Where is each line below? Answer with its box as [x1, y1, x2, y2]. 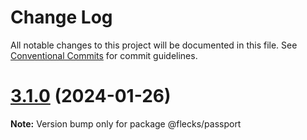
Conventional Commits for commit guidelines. [10, 49, 198, 61]
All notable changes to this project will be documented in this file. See [10, 39, 298, 51]
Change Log [10, 6, 113, 29]
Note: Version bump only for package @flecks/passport [10, 117, 242, 130]
